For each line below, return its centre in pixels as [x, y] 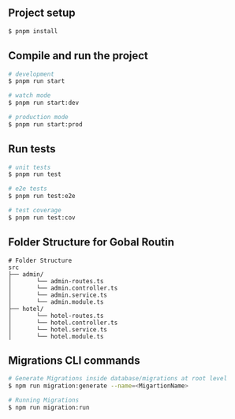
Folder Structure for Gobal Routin [91, 243]
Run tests [32, 149]
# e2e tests [28, 189]
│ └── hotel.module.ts [56, 336]
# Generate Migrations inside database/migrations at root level [117, 379]
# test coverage [35, 211]
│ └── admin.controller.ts [63, 288]
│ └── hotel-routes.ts [56, 316]
